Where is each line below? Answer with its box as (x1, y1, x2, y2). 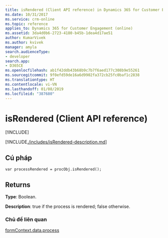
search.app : (5, 59, 30, 64)
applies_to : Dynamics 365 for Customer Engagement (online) (5, 26, 133, 31)
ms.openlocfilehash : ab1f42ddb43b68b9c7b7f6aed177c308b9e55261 (5, 68, 140, 73)
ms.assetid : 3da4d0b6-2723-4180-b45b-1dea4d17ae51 (5, 31, 113, 36)
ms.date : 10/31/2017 (5, 12, 48, 17)
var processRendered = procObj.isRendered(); (5, 167, 101, 172)
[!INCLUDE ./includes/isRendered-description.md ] (5, 139, 107, 145)
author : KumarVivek (5, 36, 46, 41)
